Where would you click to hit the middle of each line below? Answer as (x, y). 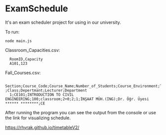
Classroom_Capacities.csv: (33, 50)
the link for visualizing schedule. (38, 118)
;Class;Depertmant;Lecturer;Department (46, 90)
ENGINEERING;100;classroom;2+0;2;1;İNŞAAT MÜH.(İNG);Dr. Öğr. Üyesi (77, 99)
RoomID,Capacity (26, 59)
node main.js (19, 41)
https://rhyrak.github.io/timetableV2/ (42, 127)
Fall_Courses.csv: (23, 73)
